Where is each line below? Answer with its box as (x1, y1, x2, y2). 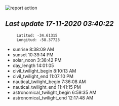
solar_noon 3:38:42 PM (12, 57, 62, 63)
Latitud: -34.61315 (16, 33, 58, 38)
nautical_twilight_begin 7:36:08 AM (12, 79, 86, 85)
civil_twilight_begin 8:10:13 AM (12, 67, 76, 74)
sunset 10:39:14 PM (12, 51, 54, 58)
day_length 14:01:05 (12, 62, 54, 68)
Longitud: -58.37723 (16, 37, 60, 43)
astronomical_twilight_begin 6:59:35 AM (12, 89, 97, 95)
